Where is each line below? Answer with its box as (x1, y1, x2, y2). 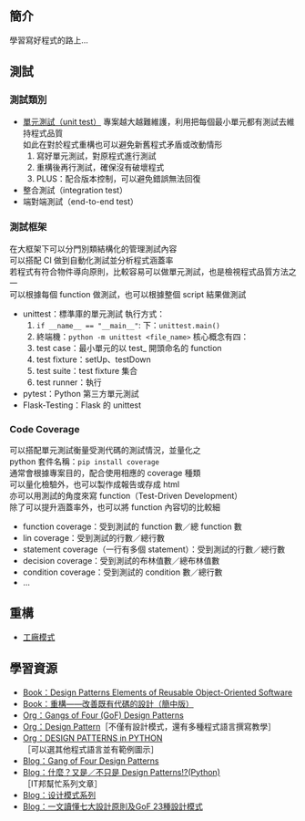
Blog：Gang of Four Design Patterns (22, 755, 159, 766)
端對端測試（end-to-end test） (22, 195, 139, 207)
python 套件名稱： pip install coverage (9, 456, 160, 467)
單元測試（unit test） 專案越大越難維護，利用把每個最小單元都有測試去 (22, 116, 287, 127)
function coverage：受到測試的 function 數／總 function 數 (22, 521, 243, 532)
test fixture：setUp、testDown (36, 354, 152, 365)
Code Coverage (9, 422, 80, 435)
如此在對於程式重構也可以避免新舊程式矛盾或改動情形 (22, 139, 223, 150)
